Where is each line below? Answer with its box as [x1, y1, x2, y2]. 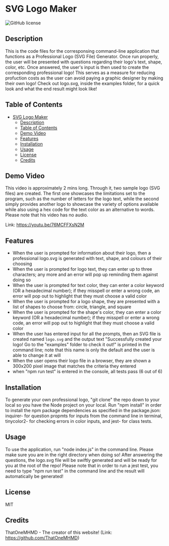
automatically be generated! [5, 473, 64, 479]
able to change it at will [12, 352, 61, 358]
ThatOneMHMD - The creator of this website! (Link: [5, 529, 112, 535]
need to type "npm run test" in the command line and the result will [5, 467, 145, 474]
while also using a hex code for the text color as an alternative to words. [5, 206, 155, 213]
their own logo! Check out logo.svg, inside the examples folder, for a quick [5, 80, 160, 86]
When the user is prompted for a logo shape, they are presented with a [12, 299, 160, 305]
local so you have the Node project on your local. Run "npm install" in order [5, 402, 162, 408]
